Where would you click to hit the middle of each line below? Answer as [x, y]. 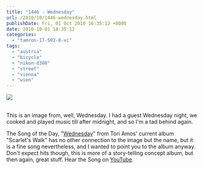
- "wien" [23, 80]
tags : [13, 46]
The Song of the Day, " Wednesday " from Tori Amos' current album [90, 134]
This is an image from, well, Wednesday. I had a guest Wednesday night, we [102, 115]
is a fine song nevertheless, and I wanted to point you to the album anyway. [101, 146]
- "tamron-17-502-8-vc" [42, 40]
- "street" [26, 69]
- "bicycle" [27, 57]
